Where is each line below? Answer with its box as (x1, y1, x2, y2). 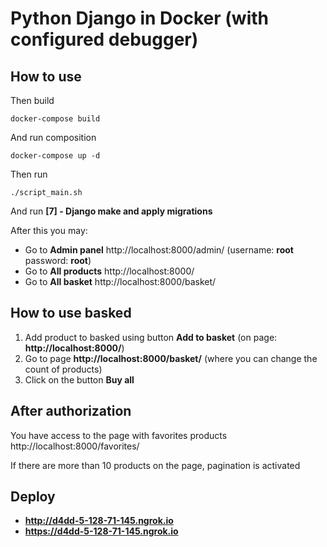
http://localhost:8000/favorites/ (10, 440, 140, 452)
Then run (10, 168, 48, 180)
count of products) (24, 363, 103, 375)
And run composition (10, 132, 97, 143)
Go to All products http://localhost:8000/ (24, 265, 195, 277)
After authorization (10, 403, 132, 420)
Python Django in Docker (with (10, 7, 269, 30)
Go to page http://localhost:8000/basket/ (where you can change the (24, 352, 318, 364)
